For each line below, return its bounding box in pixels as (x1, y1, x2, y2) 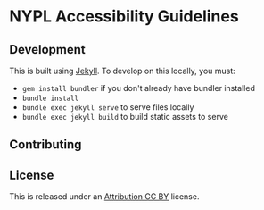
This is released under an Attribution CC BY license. (9, 191, 200, 202)
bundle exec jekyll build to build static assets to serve (21, 112, 229, 122)
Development (9, 42, 87, 57)
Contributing (9, 137, 82, 153)
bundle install (21, 94, 79, 103)
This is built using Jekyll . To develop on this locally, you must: (9, 65, 236, 76)
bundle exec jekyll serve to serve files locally (21, 102, 194, 113)
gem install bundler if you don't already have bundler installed (21, 83, 256, 93)
